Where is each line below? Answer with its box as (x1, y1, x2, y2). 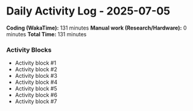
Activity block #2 (14, 66, 57, 73)
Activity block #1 (14, 59, 56, 67)
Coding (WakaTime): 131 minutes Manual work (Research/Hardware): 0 (6, 24, 187, 31)
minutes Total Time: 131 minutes (6, 30, 87, 37)
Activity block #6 (14, 92, 57, 99)
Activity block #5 (14, 85, 57, 92)
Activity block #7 (14, 98, 57, 105)
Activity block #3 (14, 72, 57, 80)
